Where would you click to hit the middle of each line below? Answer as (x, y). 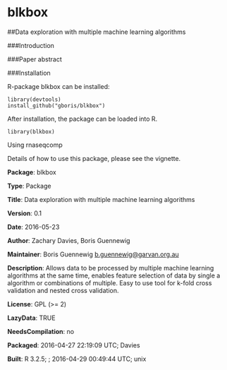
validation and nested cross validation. (63, 290)
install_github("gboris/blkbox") (56, 106)
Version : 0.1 (25, 213)
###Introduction (31, 45)
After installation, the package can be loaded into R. (82, 119)
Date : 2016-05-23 (33, 227)
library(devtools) (34, 100)
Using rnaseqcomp (35, 145)
